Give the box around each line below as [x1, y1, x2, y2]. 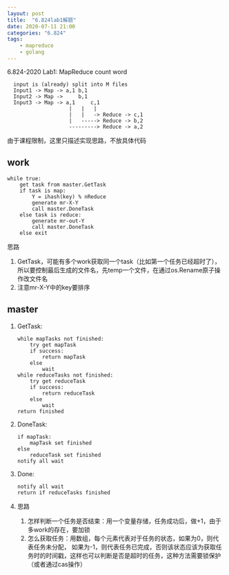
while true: [7, 175, 41, 182]
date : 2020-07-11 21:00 [7, 23, 76, 30]
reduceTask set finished [30, 451, 101, 458]
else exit [19, 229, 48, 236]
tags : [7, 36, 23, 43]
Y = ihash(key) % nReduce [32, 193, 107, 200]
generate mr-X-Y [32, 199, 79, 206]
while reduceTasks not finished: [17, 371, 114, 379]
